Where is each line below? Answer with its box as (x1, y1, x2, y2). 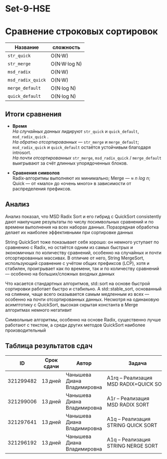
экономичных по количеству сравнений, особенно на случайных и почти (5, 249, 162, 255)
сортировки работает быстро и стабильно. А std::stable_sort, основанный (5, 285, 162, 292)
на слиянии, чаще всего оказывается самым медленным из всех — (5, 291, 150, 297)
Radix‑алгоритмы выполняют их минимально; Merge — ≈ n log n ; (12, 175, 151, 181)
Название (14, 44, 39, 51)
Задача (128, 360, 147, 367)
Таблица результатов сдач (5, 342, 93, 350)
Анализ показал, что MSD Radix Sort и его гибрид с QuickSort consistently (5, 213, 162, 220)
